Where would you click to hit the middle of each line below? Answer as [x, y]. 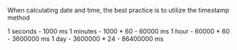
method [19, 18]
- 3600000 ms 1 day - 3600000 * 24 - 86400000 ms [86, 39]
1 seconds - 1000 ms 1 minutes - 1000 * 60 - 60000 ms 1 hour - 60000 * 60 [119, 31]
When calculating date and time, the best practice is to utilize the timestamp [118, 10]
